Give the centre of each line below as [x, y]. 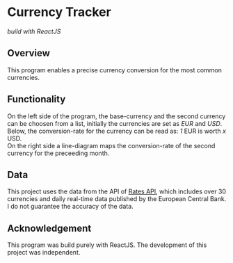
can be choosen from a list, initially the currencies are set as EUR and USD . [115, 123]
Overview [29, 53]
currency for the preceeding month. [58, 153]
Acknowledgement [49, 228]
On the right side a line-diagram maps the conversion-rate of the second [111, 145]
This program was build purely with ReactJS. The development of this [107, 245]
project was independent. [44, 253]
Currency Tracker [59, 12]
